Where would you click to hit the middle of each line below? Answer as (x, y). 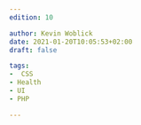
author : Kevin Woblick (51, 33)
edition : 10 (31, 17)
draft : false (33, 50)
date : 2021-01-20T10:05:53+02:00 (71, 42)
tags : (19, 66)
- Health (25, 82)
